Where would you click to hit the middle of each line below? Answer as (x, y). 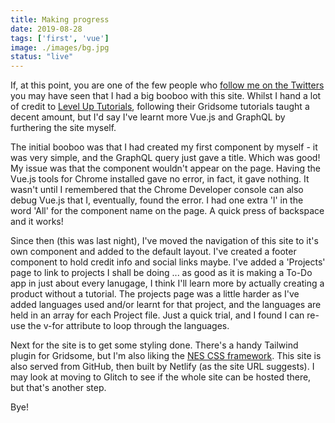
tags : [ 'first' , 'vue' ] (60, 38)
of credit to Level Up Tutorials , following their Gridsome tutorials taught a (160, 107)
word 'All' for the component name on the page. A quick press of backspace (167, 211)
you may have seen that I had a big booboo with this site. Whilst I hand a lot (166, 96)
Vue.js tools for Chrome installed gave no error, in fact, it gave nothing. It (160, 179)
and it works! (37, 222)
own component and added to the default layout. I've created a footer (153, 252)
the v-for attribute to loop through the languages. (128, 326)
